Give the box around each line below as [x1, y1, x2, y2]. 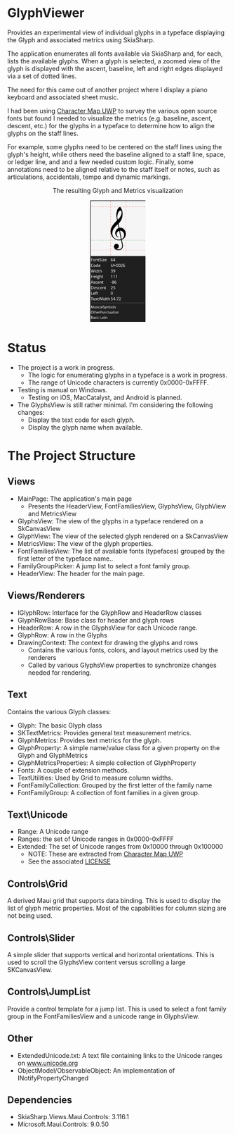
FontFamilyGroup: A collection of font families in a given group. [17, 788, 200, 797]
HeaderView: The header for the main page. [17, 569, 145, 578]
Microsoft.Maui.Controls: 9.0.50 [17, 1120, 109, 1128]
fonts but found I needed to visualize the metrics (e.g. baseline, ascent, [7, 114, 213, 123]
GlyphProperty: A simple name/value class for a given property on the [17, 743, 220, 752]
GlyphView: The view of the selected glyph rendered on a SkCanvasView [17, 532, 229, 540]
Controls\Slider [7, 932, 75, 944]
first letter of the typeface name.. [17, 554, 114, 563]
